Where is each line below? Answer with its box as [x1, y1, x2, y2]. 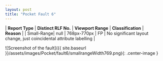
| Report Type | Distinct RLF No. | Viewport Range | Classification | [5, 25, 144, 31]
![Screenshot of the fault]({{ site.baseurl [5, 45, 86, 51]
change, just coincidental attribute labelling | [5, 35, 95, 41]
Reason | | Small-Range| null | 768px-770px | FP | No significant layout [5, 30, 149, 36]
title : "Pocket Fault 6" [5, 12, 56, 17]
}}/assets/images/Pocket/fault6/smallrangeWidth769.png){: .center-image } [5, 50, 159, 56]
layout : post [5, 7, 32, 12]
